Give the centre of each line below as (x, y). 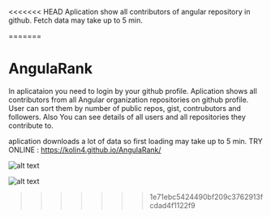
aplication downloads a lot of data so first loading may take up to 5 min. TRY (136, 141)
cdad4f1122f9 (173, 205)
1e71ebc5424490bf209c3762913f (206, 197)
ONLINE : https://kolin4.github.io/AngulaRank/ (85, 150)
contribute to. (31, 126)
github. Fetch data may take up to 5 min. (76, 20)
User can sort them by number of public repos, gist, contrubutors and (125, 108)
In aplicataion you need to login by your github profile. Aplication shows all (133, 91)
